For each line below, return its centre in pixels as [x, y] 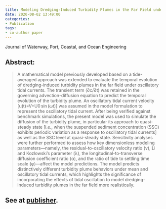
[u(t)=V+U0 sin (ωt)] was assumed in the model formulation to [80, 106]
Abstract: [20, 62]
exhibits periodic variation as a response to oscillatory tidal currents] [87, 132]
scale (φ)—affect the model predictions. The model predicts [78, 163]
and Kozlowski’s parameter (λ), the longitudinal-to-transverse [80, 153]
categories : [17, 19]
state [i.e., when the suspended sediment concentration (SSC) [96, 127]
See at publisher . [32, 200]
